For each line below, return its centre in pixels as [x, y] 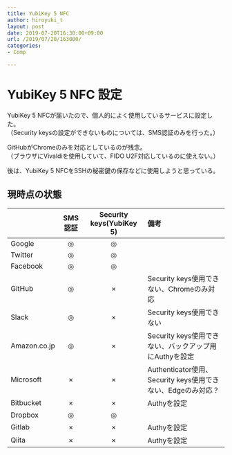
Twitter [22, 255]
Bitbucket [26, 402]
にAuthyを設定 [171, 356]
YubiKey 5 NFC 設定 [65, 95]
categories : [24, 46]
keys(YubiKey [114, 223]
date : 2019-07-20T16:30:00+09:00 [55, 33]
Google [22, 243]
